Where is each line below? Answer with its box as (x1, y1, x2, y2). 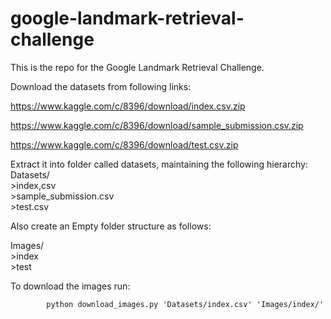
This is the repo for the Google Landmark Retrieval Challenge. (10, 61, 265, 73)
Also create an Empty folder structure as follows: (10, 220, 212, 232)
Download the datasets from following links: (10, 80, 192, 92)
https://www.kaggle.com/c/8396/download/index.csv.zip (10, 100, 246, 112)
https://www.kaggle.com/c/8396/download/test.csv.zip (10, 138, 239, 151)
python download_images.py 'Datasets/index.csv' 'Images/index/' (46, 299, 325, 309)
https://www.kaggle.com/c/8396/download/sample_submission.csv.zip (10, 119, 304, 131)
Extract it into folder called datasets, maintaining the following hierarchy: (10, 158, 308, 170)
